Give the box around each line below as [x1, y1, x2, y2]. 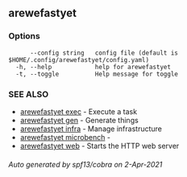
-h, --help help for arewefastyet [15, 63, 172, 71]
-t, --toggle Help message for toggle [15, 70, 179, 78]
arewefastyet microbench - [19, 132, 111, 142]
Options [8, 31, 40, 42]
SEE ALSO [8, 88, 49, 100]
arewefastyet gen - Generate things [19, 115, 139, 125]
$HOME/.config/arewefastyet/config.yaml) [8, 56, 150, 64]
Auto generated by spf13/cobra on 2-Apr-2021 [8, 159, 163, 169]
